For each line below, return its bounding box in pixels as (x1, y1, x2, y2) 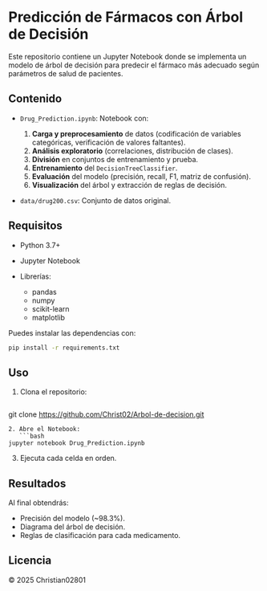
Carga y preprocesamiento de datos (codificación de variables (31, 128, 242, 138)
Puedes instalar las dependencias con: (8, 328, 136, 337)
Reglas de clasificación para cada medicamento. (19, 531, 181, 540)
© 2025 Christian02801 (8, 575, 87, 585)
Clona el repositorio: (19, 387, 87, 397)
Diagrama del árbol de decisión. (19, 522, 126, 532)
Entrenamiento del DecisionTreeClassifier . (31, 163, 178, 173)
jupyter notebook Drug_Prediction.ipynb (8, 439, 146, 447)
